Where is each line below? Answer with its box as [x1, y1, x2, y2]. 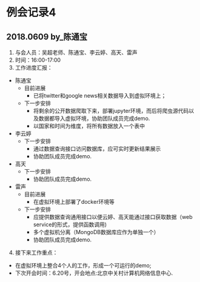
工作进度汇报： [15, 64, 53, 71]
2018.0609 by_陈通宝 [6, 32, 88, 42]
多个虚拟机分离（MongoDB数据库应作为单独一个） [33, 229, 159, 235]
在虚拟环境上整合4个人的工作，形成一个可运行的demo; [15, 262, 152, 269]
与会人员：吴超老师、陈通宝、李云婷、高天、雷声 [15, 49, 138, 56]
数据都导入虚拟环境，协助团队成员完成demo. [38, 115, 150, 122]
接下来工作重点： [15, 249, 58, 256]
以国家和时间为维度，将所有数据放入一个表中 [33, 123, 145, 129]
